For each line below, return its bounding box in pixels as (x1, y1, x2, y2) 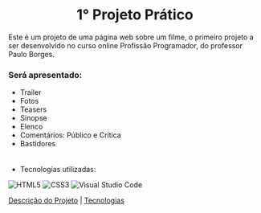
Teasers (19, 104, 47, 114)
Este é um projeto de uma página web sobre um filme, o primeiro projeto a (8, 32, 255, 42)
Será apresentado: (8, 69, 83, 80)
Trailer (19, 88, 42, 97)
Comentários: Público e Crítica (19, 130, 122, 140)
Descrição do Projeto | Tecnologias (8, 195, 124, 206)
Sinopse (19, 113, 47, 123)
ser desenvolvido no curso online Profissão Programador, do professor (8, 40, 243, 50)
